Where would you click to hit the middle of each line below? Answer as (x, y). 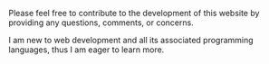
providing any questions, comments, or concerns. (101, 23)
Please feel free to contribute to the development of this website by (134, 13)
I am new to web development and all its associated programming (131, 40)
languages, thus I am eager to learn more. (86, 50)
